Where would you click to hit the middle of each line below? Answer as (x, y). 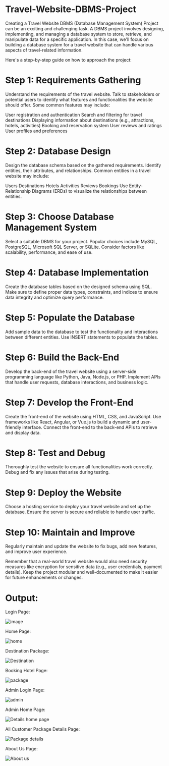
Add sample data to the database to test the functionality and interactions (81, 332)
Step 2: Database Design (58, 151)
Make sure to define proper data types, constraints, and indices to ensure (81, 292)
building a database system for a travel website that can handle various (79, 44)
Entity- (136, 186)
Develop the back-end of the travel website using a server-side (71, 371)
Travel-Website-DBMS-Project (71, 9)
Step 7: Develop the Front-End (69, 402)
